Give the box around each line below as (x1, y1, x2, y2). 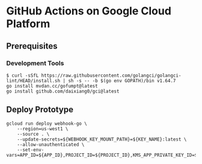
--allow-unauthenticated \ (17, 141, 85, 148)
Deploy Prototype (6, 105, 74, 115)
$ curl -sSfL (6, 72, 39, 79)
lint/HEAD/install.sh (6, 77, 61, 84)
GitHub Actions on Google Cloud (6, 4, 171, 18)
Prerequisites (6, 41, 58, 51)
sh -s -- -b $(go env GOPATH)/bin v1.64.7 (68, 77, 176, 84)
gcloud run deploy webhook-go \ (6, 120, 87, 127)
